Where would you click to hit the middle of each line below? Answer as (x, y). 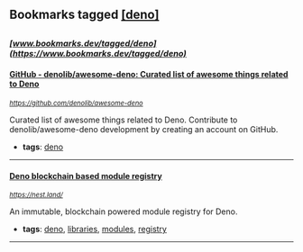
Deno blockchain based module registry (86, 175)
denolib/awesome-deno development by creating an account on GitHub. (144, 129)
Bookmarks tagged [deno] (84, 15)
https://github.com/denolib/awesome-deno (76, 103)
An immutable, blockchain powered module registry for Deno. (124, 211)
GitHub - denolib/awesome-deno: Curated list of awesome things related (149, 75)
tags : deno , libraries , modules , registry (94, 229)
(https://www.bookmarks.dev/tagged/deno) (98, 54)
